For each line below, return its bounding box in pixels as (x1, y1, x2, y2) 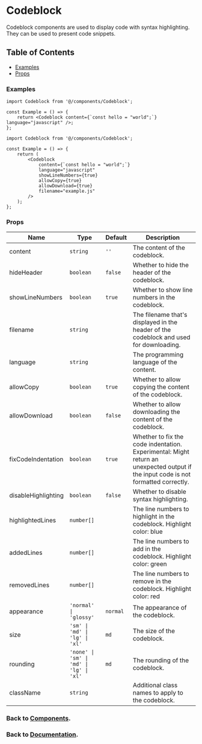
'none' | (69, 649, 95, 655)
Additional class (132, 681, 178, 690)
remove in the (132, 577, 172, 586)
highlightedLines (9, 516, 56, 525)
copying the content (132, 383, 189, 392)
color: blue (132, 528, 163, 536)
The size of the (132, 627, 176, 636)
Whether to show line (132, 286, 193, 294)
